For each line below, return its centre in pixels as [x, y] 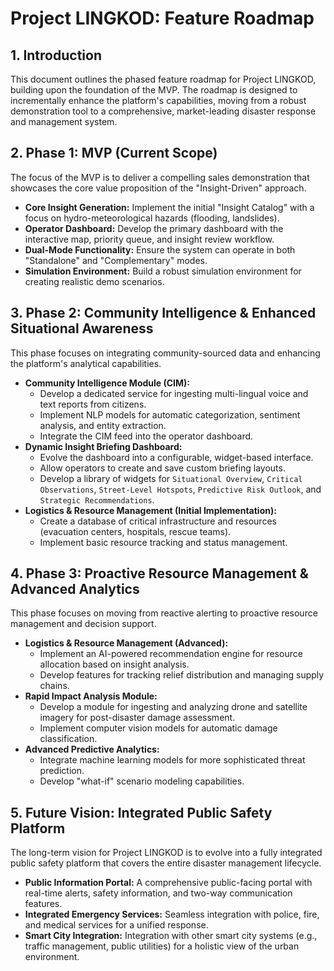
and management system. [64, 121]
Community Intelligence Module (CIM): [107, 383]
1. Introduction [56, 55]
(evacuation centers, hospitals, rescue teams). [135, 531]
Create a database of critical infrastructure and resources [158, 521]
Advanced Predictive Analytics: [92, 749]
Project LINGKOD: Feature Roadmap [162, 18]
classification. [68, 739]
